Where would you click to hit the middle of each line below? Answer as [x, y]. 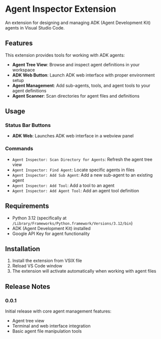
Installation [23, 249]
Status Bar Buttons [28, 125]
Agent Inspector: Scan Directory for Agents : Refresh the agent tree [82, 159]
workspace [24, 70]
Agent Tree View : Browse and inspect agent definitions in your [76, 64]
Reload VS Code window [37, 266]
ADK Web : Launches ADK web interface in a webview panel [73, 136]
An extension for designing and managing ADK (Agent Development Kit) [78, 23]
